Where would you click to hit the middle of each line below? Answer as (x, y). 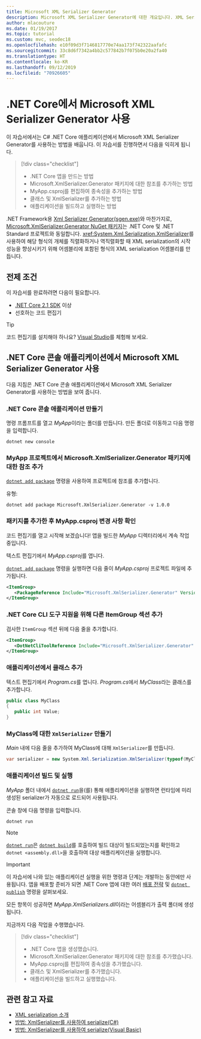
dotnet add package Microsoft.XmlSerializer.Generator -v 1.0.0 (88, 505)
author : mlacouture (31, 23)
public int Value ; (37, 712)
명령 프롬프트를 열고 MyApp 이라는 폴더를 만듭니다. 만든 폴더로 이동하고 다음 (95, 423)
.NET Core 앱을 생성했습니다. (64, 949)
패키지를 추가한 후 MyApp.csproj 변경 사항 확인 (71, 521)
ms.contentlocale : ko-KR (37, 62)
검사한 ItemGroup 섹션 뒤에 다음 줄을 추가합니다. (62, 629)
